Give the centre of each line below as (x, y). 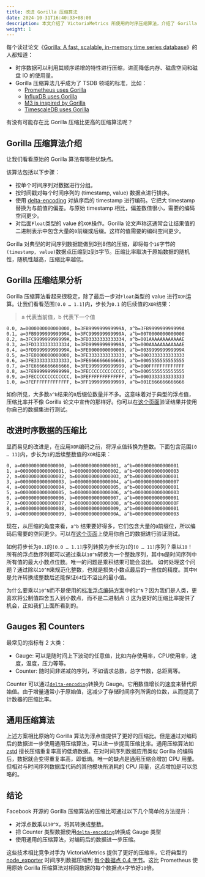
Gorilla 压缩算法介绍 (44, 143)
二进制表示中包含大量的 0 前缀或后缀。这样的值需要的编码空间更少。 (100, 231)
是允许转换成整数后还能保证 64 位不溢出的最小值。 (68, 577)
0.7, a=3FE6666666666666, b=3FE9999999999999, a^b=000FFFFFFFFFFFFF (95, 366)
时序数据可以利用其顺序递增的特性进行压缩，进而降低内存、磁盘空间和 (104, 68)
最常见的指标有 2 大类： (36, 642)
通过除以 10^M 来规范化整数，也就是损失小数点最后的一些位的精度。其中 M (107, 569)
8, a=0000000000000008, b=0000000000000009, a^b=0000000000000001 (93, 508)
